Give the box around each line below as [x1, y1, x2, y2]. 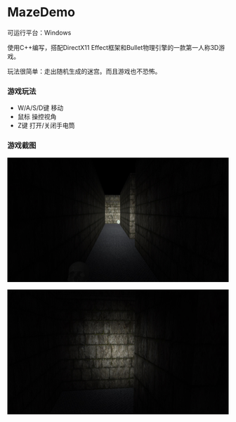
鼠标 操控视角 [17, 113, 57, 121]
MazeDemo [7, 4, 76, 20]
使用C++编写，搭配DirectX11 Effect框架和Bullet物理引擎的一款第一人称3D [7, 43, 219, 51]
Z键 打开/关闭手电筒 [17, 121, 75, 130]
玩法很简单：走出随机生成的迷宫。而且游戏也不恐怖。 [7, 67, 162, 75]
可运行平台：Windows [7, 28, 72, 37]
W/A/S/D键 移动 [17, 103, 64, 113]
